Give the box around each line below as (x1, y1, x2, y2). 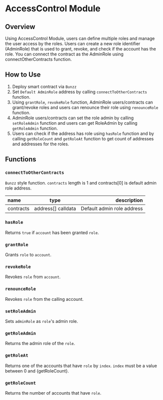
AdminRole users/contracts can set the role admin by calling (12, 115, 134, 121)
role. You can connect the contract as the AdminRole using (5, 51, 124, 57)
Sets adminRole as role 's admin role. (5, 318, 78, 324)
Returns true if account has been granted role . (5, 229, 99, 236)
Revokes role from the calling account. (5, 296, 84, 302)
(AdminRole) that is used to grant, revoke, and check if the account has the (5, 46, 156, 52)
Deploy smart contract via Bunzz (12, 83, 77, 89)
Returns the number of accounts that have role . (5, 390, 102, 396)
